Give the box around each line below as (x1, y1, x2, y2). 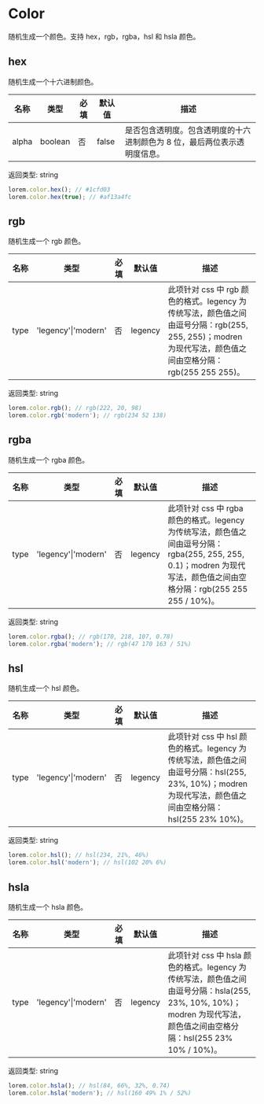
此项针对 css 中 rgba (167, 503, 244, 514)
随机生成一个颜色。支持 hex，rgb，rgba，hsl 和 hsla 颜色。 (8, 31, 200, 41)
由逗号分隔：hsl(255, (167, 766, 247, 777)
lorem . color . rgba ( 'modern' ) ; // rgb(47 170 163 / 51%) (8, 640, 192, 648)
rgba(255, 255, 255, (167, 548, 245, 559)
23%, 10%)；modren (167, 778, 248, 789)
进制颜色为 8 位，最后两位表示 (124, 136, 237, 147)
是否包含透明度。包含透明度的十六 (124, 124, 251, 135)
